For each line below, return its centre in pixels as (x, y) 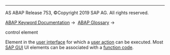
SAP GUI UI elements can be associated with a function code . (70, 47)
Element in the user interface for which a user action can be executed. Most (84, 42)
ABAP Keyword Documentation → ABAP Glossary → (60, 22)
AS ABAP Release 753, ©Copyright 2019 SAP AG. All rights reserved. (77, 13)
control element (22, 32)
